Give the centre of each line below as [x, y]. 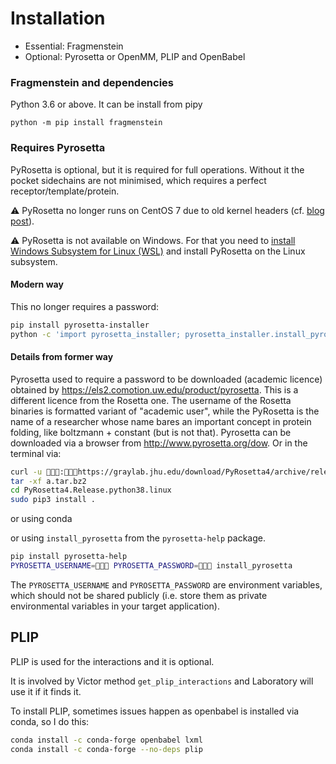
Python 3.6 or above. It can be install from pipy [106, 104]
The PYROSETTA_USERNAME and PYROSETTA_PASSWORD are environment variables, [166, 584]
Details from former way [62, 357]
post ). [22, 221]
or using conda [41, 519]
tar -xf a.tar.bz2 [48, 481]
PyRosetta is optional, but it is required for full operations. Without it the [157, 169]
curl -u [26, 472]
